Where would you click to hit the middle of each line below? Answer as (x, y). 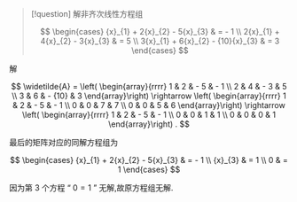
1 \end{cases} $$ (149, 169)
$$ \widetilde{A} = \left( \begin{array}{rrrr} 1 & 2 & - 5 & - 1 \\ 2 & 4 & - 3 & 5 (149, 86)
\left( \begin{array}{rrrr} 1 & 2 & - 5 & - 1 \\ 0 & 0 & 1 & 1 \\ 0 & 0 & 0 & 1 (149, 115)
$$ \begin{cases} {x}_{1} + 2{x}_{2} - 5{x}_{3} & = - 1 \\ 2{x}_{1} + (160, 31)
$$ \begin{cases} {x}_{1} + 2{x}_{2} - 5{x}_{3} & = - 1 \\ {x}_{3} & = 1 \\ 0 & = (149, 160)
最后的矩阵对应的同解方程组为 (63, 142)
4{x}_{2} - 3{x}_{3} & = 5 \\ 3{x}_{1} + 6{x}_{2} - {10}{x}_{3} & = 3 (160, 41)
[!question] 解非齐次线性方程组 (87, 14)
